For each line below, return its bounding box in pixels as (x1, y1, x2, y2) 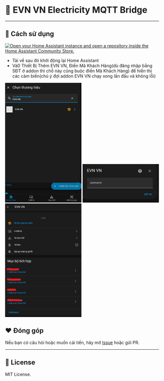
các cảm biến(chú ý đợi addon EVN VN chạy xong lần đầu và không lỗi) (12, 73, 156, 79)
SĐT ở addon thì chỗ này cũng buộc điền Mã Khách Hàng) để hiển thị (12, 68, 152, 74)
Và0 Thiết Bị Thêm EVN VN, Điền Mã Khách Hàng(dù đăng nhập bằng (12, 63, 153, 68)
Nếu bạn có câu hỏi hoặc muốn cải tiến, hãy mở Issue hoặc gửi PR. (5, 339, 140, 345)
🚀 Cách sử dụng (5, 30, 55, 38)
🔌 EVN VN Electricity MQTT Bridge (5, 4, 147, 16)
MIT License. (5, 371, 31, 377)
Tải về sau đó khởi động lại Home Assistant (12, 57, 99, 63)
